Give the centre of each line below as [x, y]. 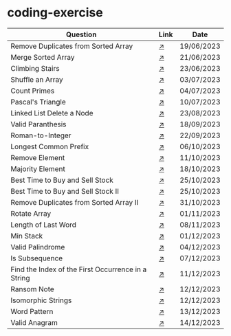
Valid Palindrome [38, 247]
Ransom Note [33, 289]
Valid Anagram [34, 322]
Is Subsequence [37, 258]
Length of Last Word [44, 225]
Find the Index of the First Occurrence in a [79, 269]
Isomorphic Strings [41, 300]
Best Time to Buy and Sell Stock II [65, 191]
